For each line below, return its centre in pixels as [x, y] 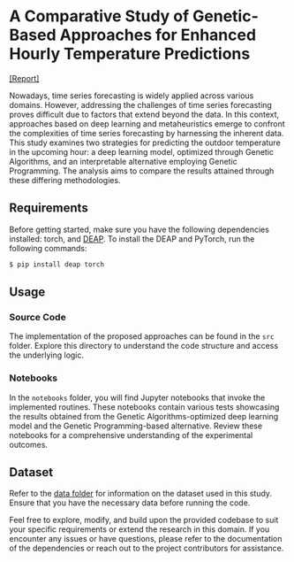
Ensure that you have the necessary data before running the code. [130, 503]
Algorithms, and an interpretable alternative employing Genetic [124, 161]
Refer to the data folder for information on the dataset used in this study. [140, 494]
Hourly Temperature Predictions [130, 54]
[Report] [24, 78]
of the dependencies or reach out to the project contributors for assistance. [147, 548]
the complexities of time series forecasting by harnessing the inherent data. [147, 133]
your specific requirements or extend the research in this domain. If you [139, 529]
